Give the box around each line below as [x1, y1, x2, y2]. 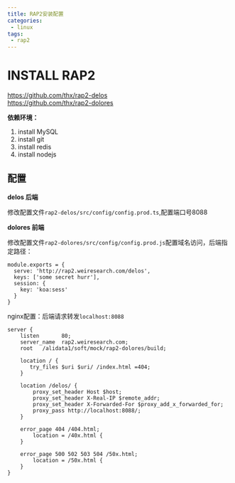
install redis [17, 143, 52, 152]
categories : [7, 17, 43, 24]
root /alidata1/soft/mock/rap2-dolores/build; [20, 344, 167, 352]
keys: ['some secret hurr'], [13, 273, 100, 281]
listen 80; [20, 332, 72, 339]
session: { [13, 280, 46, 287]
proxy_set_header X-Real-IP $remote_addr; [33, 394, 160, 402]
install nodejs [17, 150, 57, 159]
